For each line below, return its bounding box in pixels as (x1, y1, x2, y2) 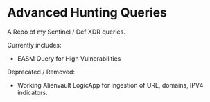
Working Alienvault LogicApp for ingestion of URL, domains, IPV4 (17, 81, 204, 89)
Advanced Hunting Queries (7, 5, 168, 21)
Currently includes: (7, 41, 62, 49)
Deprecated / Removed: (7, 68, 75, 76)
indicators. (17, 88, 48, 96)
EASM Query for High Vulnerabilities (17, 54, 121, 63)
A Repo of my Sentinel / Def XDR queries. (7, 28, 126, 36)
